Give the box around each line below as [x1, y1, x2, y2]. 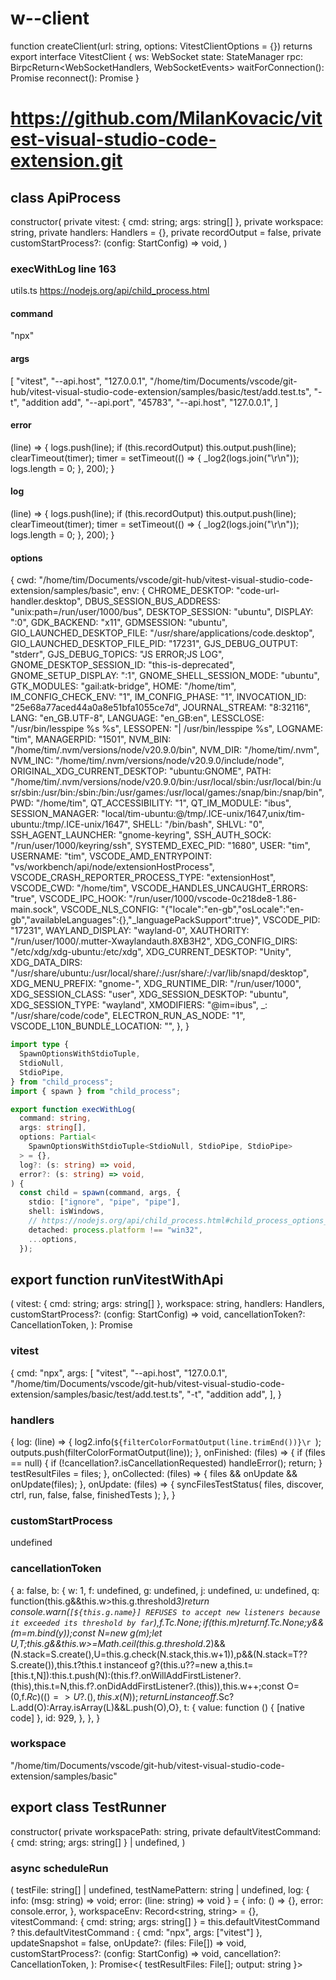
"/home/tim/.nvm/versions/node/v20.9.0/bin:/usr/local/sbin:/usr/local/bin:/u [10, 776, 322, 788]
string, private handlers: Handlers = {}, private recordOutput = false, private [10, 226, 322, 238]
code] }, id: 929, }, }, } [10, 1712, 101, 1724]
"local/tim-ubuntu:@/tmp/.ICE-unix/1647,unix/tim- [101, 808, 306, 820]
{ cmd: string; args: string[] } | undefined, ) [10, 1836, 186, 1848]
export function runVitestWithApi [10, 1271, 224, 1288]
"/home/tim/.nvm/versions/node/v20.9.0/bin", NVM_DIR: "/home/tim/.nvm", [10, 744, 320, 756]
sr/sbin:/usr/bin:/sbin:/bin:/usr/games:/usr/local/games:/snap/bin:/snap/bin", [10, 787, 325, 799]
